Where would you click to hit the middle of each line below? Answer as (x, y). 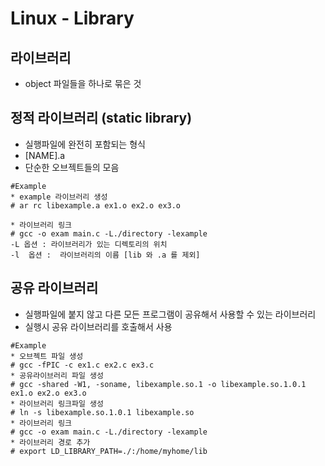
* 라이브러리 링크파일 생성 (57, 403)
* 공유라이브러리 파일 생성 (57, 375)
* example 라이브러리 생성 (59, 197)
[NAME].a (45, 155)
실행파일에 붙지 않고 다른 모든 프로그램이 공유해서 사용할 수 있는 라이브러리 (170, 314)
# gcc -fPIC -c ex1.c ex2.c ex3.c (82, 365)
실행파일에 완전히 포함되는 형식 (85, 144)
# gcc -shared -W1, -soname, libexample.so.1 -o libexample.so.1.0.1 (158, 384)
